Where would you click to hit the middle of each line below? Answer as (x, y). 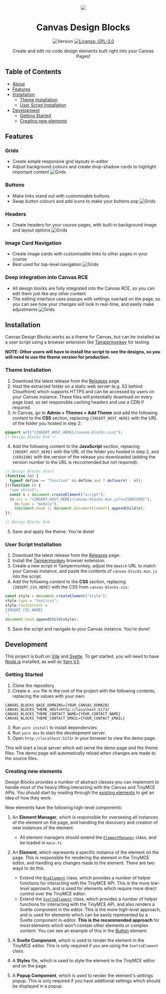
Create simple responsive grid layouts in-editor (60, 161)
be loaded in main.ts (41, 843)
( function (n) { (22, 476)
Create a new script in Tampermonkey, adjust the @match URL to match (84, 566)
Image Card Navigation (33, 243)
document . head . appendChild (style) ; (42, 619)
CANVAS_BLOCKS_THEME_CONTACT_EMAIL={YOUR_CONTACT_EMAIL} (65, 718)
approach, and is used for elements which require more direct (94, 888)
